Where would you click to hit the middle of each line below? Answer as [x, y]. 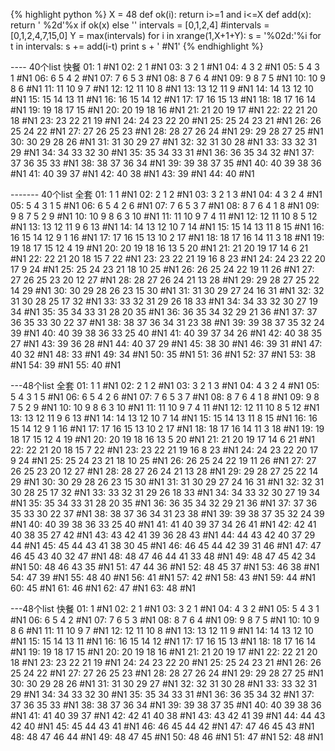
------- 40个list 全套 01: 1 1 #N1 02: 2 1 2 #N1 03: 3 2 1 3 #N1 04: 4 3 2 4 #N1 [166, 194]
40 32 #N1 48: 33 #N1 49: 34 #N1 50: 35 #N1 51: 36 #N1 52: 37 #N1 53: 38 [163, 354]
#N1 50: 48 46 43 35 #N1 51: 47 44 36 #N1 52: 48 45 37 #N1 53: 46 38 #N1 [165, 567]
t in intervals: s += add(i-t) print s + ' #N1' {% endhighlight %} [137, 46]
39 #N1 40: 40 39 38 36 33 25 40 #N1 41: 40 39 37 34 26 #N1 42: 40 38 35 [166, 333]
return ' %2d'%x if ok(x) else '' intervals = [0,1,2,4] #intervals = [140, 25]
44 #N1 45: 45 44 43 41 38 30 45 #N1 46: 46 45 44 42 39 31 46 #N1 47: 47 [166, 545]
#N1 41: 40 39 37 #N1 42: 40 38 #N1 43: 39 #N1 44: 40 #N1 [132, 173]
